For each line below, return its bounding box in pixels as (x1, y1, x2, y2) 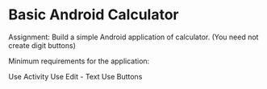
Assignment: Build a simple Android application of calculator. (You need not (8, 32, 259, 42)
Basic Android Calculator (8, 6, 179, 24)
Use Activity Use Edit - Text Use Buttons (8, 71, 143, 81)
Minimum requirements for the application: (8, 56, 150, 66)
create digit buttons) (8, 40, 77, 50)
